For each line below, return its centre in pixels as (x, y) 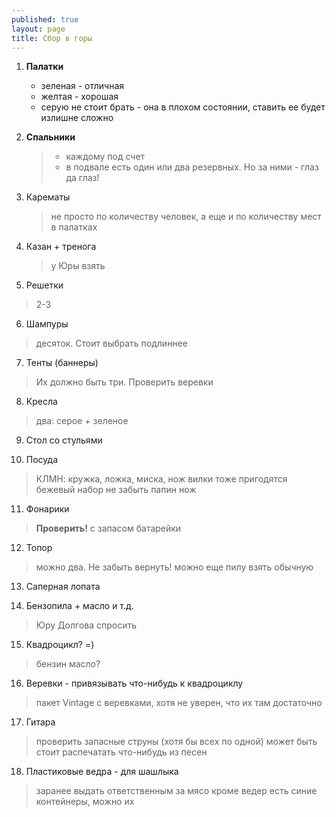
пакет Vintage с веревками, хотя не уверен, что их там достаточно (179, 703)
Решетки (44, 285)
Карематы (48, 197)
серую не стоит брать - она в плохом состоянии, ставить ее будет (183, 107)
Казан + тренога (61, 247)
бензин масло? (68, 664)
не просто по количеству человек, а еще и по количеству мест (186, 217)
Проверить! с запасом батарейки (108, 528)
